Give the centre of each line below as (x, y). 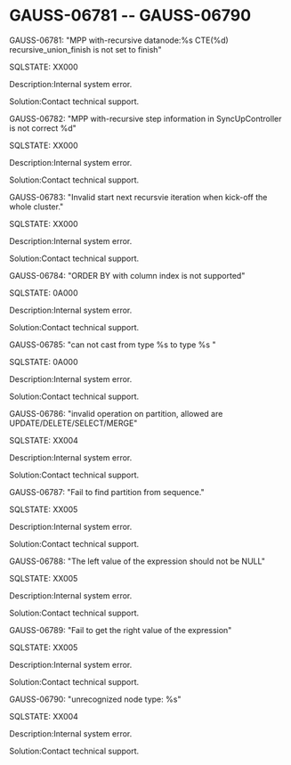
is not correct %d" (43, 128)
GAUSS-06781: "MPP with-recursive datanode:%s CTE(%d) (119, 40)
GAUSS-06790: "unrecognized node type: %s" (95, 699)
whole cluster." (36, 207)
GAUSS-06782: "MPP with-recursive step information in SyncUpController (145, 118)
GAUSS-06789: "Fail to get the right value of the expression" (121, 630)
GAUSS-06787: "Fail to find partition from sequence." (107, 492)
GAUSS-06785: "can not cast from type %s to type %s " (113, 345)
